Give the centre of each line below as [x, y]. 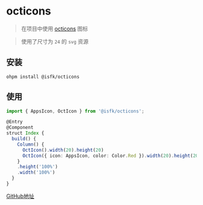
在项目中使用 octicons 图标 [55, 28]
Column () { [31, 144]
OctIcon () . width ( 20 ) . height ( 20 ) [63, 150]
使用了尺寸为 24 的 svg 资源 [55, 41]
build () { [24, 139]
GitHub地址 [20, 196]
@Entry [14, 122]
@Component [20, 128]
